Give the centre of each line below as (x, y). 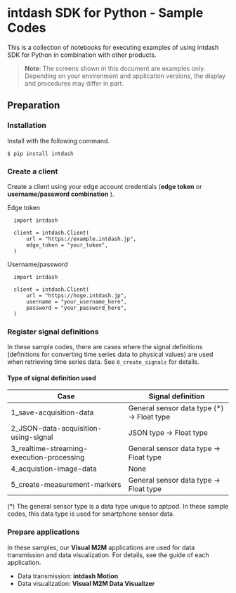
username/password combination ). (61, 194)
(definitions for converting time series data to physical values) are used (110, 354)
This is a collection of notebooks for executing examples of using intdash (113, 47)
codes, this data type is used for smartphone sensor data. (91, 514)
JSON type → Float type (168, 433)
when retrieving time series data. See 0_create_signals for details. (104, 362)
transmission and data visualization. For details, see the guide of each (108, 555)
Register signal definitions (53, 332)
